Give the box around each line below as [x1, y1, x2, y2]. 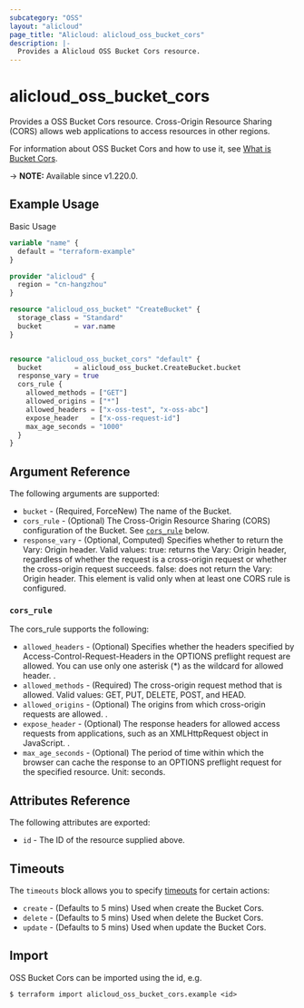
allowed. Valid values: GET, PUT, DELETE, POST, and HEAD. [22, 690, 247, 700]
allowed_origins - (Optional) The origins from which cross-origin [22, 700, 266, 710]
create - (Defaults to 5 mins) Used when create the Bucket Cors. [22, 902, 265, 913]
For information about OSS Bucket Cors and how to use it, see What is [9, 143, 272, 154]
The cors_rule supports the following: [9, 623, 150, 635]
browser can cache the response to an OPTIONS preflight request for [22, 757, 282, 768]
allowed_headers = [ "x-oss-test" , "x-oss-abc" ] [25, 405, 209, 414]
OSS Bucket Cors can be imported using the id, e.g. [9, 972, 202, 983]
